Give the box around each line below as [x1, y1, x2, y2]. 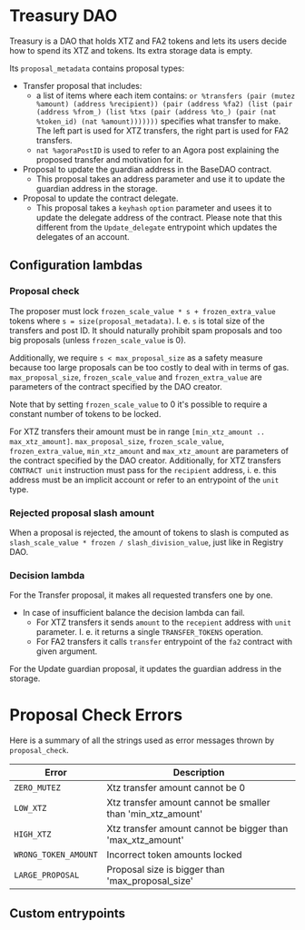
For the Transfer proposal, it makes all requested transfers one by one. [9, 589, 273, 600]
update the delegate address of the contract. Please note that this [35, 212, 283, 223]
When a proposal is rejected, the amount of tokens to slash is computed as [9, 527, 290, 538]
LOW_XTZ [14, 803, 47, 814]
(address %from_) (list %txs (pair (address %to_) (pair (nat [35, 107, 277, 116]
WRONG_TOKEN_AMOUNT [14, 850, 98, 860]
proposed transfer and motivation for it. [35, 153, 184, 164]
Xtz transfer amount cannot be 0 [106, 782, 245, 795]
